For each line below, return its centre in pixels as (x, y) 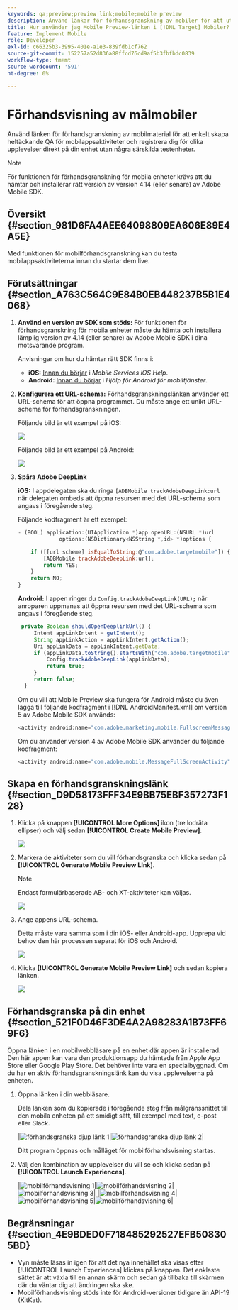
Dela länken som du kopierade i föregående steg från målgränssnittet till (123, 1108)
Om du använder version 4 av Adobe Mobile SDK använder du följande (121, 741)
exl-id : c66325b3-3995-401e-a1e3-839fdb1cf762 (77, 47)
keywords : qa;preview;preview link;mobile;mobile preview (95, 14)
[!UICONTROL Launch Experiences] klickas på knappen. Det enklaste (119, 1270)
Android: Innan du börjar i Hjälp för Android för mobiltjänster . (118, 380)
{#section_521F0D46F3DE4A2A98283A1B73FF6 (117, 1022)
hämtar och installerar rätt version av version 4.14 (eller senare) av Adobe (114, 185)
